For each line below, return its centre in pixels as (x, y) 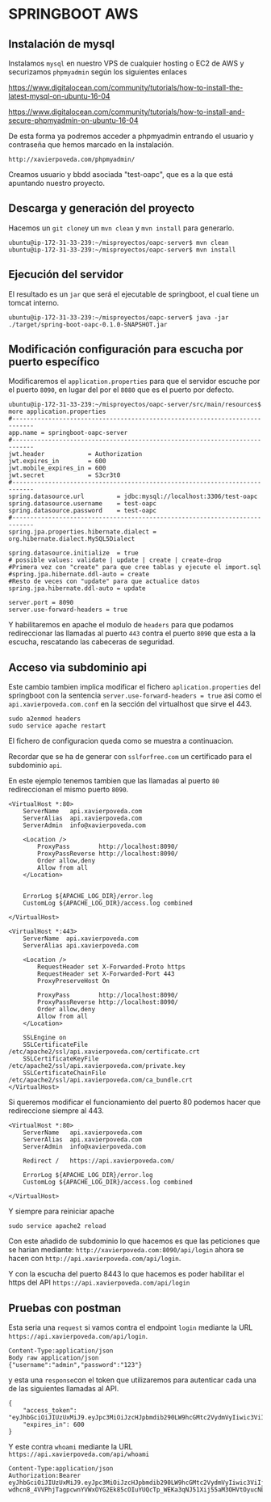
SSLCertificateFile (56, 1045)
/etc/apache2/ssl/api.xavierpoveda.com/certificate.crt (104, 1052)
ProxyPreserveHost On (74, 981)
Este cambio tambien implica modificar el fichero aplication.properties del (134, 687)
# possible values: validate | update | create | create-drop (115, 560)
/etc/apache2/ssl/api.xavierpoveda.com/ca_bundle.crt (101, 1080)
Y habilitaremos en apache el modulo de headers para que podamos (121, 625)
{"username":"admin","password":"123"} (75, 1365)
